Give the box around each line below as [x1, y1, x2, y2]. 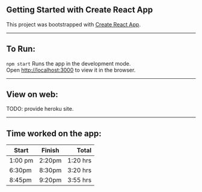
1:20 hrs [67, 156, 92, 165]
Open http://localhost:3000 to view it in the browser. [6, 66, 136, 73]
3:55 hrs [67, 176, 92, 184]
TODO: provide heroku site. [6, 105, 74, 113]
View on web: [6, 90, 58, 100]
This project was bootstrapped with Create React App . [6, 20, 141, 28]
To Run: [6, 44, 36, 54]
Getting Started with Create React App [6, 5, 153, 15]
